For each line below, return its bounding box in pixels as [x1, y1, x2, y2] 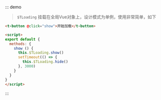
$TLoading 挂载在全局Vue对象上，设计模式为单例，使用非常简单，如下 [16, 14, 157, 20]
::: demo [5, 4, 22, 10]
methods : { [9, 41, 32, 46]
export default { [5, 37, 40, 42]
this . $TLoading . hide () [22, 59, 68, 64]
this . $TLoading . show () [17, 50, 64, 55]
